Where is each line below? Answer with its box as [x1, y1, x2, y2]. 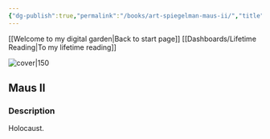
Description [8, 105, 55, 117]
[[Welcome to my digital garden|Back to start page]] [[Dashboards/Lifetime [8, 34, 257, 43]
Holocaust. [8, 124, 44, 133]
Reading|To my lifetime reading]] [8, 42, 117, 52]
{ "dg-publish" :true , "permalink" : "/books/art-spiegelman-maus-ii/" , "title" [8, 11, 264, 20]
